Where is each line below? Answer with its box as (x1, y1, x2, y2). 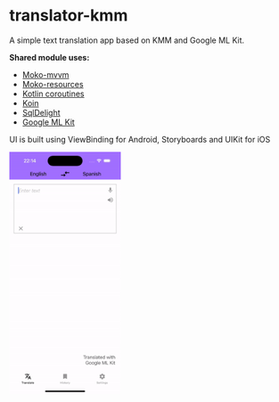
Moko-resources (21, 78, 84, 89)
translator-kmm (9, 5, 128, 26)
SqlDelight (21, 107, 61, 118)
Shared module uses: (9, 52, 90, 62)
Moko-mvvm (21, 69, 70, 80)
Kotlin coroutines (21, 88, 85, 99)
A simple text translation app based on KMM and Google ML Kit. (9, 35, 245, 45)
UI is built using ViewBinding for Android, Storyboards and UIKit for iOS (9, 134, 271, 144)
